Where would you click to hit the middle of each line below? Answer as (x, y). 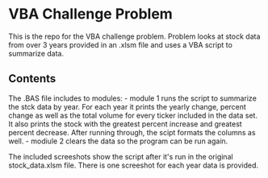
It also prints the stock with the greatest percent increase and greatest (125, 124)
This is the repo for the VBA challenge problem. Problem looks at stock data (134, 36)
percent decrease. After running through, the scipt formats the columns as (132, 132)
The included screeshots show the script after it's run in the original (121, 156)
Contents (32, 79)
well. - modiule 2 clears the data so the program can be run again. (118, 141)
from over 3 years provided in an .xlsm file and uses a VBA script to (120, 44)
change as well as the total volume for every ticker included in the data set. (133, 115)
